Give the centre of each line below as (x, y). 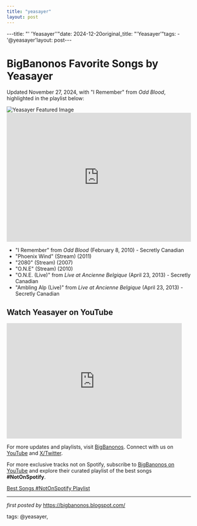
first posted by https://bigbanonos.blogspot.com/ (66, 505)
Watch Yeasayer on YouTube (60, 312)
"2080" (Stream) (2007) (44, 263)
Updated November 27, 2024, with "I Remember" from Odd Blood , (86, 92)
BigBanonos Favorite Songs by (82, 64)
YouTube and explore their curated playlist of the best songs (79, 471)
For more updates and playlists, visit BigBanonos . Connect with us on (90, 447)
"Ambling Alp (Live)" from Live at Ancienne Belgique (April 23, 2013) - (99, 287)
